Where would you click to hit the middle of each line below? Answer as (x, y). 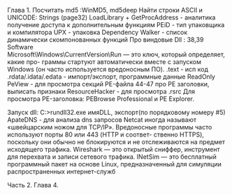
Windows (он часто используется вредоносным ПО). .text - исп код (108, 69)
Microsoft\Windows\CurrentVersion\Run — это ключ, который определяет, (116, 54)
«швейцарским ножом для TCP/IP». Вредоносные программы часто (110, 127)
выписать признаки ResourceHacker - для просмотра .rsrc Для (101, 91)
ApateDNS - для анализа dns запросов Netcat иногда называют (102, 120)
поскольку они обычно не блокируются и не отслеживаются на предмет (116, 142)
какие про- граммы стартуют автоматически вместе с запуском (104, 62)
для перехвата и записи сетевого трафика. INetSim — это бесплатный (112, 157)
